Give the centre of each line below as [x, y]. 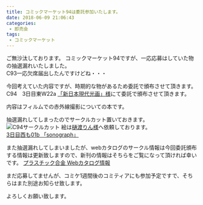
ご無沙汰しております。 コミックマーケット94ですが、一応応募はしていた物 [100, 58]
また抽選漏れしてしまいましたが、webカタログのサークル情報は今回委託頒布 [101, 147]
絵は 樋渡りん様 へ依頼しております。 [106, 127]
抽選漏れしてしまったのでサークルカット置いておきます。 [77, 119]
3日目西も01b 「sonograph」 [42, 135]
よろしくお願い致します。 [38, 196]
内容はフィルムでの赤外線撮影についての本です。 [67, 106]
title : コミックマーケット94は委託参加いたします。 [64, 12]
